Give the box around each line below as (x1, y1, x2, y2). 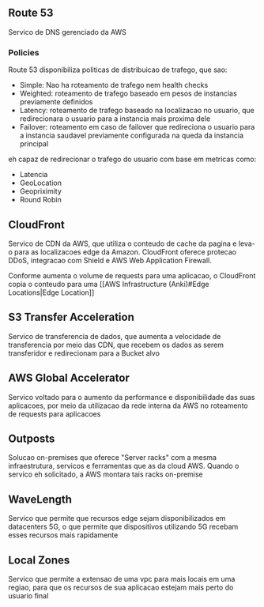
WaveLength (8, 492, 73, 506)
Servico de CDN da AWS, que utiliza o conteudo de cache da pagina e (8, 239, 237, 248)
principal (19, 139, 49, 149)
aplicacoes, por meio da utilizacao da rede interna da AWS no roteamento (8, 401, 248, 410)
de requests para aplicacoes (8, 409, 101, 418)
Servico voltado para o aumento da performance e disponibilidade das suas (8, 392, 255, 402)
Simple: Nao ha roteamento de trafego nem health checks (19, 81, 209, 90)
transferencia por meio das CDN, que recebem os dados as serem (8, 340, 224, 349)
